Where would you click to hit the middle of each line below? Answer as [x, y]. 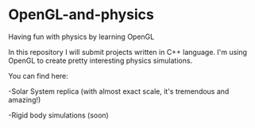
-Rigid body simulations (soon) [58, 115]
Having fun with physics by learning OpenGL [81, 37]
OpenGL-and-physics [81, 15]
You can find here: [39, 76]
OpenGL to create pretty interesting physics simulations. [100, 60]
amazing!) [25, 99]
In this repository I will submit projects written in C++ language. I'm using [128, 52]
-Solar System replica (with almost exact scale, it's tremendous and [119, 91]
